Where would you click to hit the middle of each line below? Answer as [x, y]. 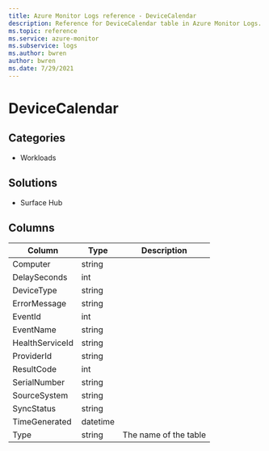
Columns [32, 228]
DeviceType [35, 290]
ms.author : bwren [38, 53]
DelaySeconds [40, 277]
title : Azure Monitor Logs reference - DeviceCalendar [103, 16]
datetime [98, 422]
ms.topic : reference [43, 31]
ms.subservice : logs [43, 46]
